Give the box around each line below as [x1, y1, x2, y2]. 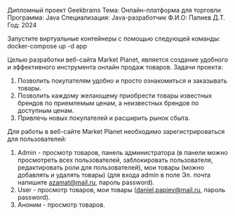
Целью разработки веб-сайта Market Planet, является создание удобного [7, 55, 229, 64]
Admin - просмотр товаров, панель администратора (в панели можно [17, 149, 228, 156]
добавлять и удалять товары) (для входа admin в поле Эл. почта [17, 171, 211, 179]
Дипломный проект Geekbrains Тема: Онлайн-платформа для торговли [7, 6, 221, 14]
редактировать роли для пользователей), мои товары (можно [17, 163, 205, 171]
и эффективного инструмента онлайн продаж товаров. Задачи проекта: [7, 63, 223, 71]
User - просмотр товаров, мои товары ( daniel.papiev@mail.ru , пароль [17, 186, 226, 194]
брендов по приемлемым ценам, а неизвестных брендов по [17, 99, 199, 107]
